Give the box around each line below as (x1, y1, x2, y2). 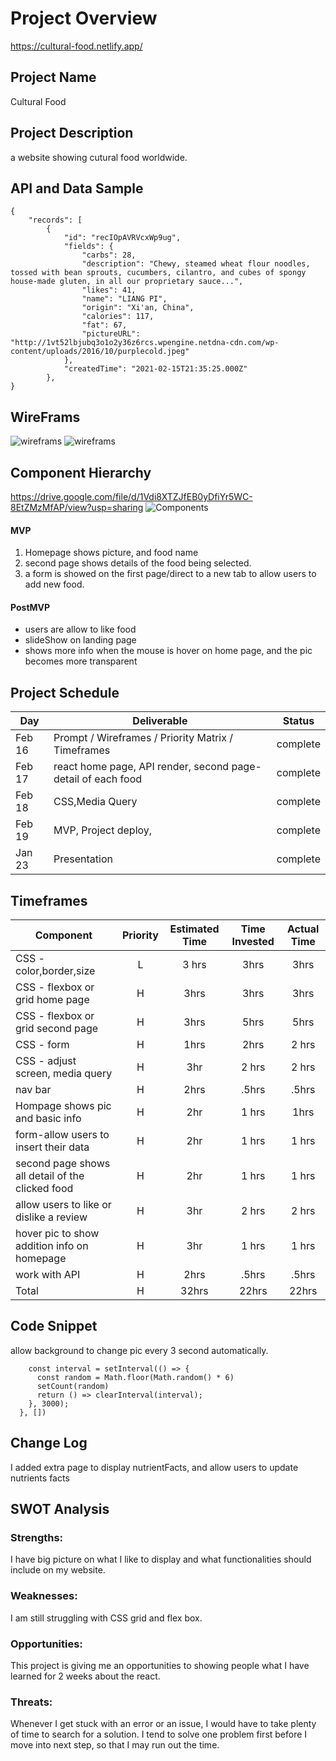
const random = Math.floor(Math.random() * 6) (36, 1372, 235, 1382)
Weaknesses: (10, 1589, 78, 1603)
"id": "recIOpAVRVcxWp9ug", (63, 233, 182, 243)
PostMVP (10, 601, 51, 613)
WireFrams (10, 408, 81, 426)
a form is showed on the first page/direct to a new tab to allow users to (24, 568, 317, 580)
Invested (231, 935, 275, 949)
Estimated (169, 922, 220, 936)
